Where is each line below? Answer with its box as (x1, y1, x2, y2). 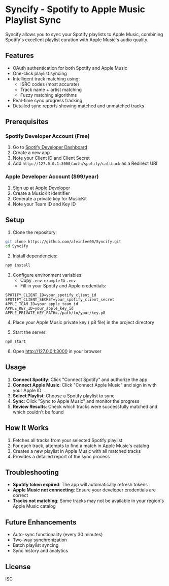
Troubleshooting (5, 468, 59, 477)
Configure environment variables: (12, 272, 83, 278)
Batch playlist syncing (12, 542, 59, 548)
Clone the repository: (12, 229, 57, 235)
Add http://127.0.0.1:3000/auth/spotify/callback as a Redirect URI (12, 160, 158, 166)
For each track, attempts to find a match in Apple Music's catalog (12, 443, 150, 449)
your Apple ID (12, 387, 42, 393)
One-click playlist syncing (12, 70, 67, 76)
